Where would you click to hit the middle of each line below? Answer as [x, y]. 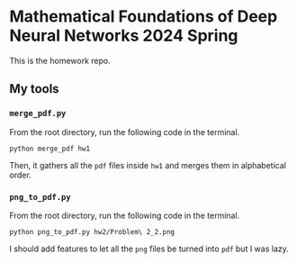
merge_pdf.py [38, 113]
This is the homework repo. [60, 60]
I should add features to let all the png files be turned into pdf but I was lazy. [149, 249]
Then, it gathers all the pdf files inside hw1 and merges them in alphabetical [148, 165]
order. [20, 175]
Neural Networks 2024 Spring [124, 36]
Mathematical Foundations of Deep [144, 17]
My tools [35, 89]
